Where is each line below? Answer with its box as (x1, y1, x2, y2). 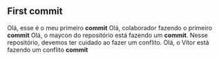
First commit (7, 5, 63, 17)
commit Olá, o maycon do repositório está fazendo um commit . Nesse (7, 31, 209, 39)
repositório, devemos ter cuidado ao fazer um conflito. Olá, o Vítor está (7, 38, 209, 47)
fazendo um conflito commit (7, 45, 88, 54)
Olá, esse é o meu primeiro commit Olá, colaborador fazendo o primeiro (7, 23, 213, 32)
